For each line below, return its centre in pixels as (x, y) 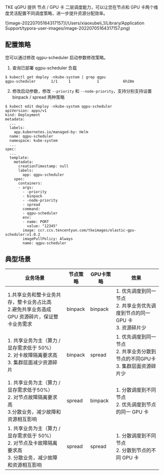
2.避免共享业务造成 (29, 309)
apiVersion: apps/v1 (26, 111)
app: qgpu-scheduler (43, 175)
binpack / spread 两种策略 (38, 97)
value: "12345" (42, 226)
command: (31, 209)
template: (19, 158)
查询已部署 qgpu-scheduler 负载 (44, 68)
